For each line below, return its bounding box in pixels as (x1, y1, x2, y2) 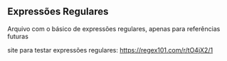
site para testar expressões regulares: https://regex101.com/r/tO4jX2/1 (7, 45, 213, 54)
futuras (7, 32, 28, 40)
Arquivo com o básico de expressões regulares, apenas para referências (7, 24, 221, 33)
